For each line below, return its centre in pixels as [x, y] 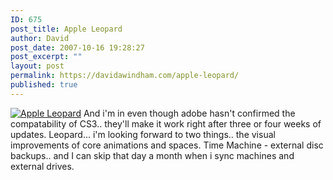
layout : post [37, 66]
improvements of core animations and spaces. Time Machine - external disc [167, 145]
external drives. [42, 166]
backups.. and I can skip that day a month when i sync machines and [152, 155]
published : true [44, 85]
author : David [40, 38]
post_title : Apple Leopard [66, 29]
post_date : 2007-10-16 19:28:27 [77, 47]
